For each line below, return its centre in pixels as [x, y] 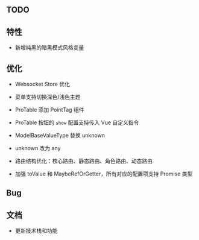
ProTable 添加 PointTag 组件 [49, 110]
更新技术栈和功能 [36, 231]
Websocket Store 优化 [43, 84]
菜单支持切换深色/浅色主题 [48, 97]
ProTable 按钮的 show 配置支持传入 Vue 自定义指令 [77, 122]
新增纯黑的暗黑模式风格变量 [49, 48]
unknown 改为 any [38, 148]
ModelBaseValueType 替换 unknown [60, 136]
